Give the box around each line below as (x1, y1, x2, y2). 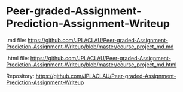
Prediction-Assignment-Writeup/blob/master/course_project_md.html (6, 61, 177, 68)
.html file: (6, 54, 29, 62)
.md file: (6, 36, 26, 44)
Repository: (6, 72, 35, 79)
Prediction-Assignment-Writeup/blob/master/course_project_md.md (6, 43, 174, 50)
